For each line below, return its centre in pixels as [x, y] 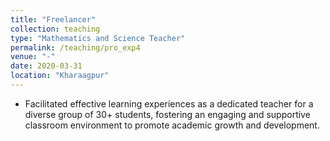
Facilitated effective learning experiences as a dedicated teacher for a [169, 103]
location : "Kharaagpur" [60, 76]
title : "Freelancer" [53, 19]
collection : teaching [55, 29]
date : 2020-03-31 [46, 66]
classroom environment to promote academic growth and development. [172, 125]
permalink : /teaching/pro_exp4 [75, 47]
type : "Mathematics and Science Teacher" [98, 38]
